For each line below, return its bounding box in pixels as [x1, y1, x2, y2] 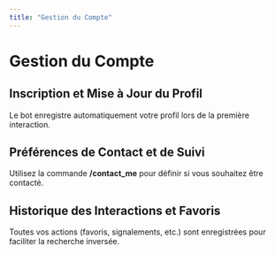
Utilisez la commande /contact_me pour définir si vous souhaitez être [9, 168, 264, 179]
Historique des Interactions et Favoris [9, 203, 221, 218]
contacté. [9, 178, 44, 189]
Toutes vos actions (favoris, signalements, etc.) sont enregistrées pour [9, 227, 267, 237]
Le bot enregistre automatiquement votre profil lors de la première [9, 110, 250, 120]
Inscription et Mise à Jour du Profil [9, 86, 203, 102]
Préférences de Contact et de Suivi [9, 145, 205, 160]
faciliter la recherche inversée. [9, 236, 120, 247]
